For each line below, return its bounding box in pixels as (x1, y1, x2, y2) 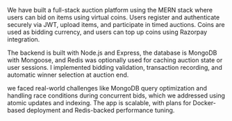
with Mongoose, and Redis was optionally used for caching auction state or (7, 56, 223, 64)
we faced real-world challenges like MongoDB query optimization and (7, 84, 207, 92)
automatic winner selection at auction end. (7, 71, 129, 79)
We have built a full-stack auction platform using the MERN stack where (7, 6, 213, 14)
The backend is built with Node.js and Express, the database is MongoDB (7, 48, 217, 57)
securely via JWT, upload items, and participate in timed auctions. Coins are (7, 21, 225, 28)
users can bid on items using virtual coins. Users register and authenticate (7, 13, 220, 21)
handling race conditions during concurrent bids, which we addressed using (7, 91, 226, 100)
